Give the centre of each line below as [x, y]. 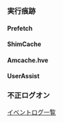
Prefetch [20, 28]
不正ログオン [29, 96]
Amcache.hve [28, 60]
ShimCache [24, 44]
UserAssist [24, 76]
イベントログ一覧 [31, 112]
